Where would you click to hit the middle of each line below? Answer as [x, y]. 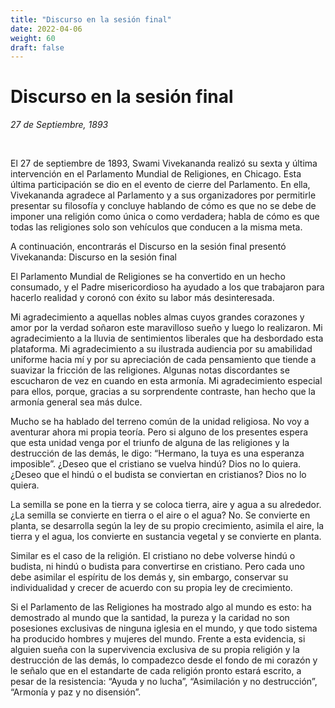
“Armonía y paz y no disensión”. [76, 692]
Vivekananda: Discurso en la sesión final [93, 257]
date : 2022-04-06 [46, 29]
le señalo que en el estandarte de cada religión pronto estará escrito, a [156, 671]
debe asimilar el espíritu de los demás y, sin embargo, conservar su [149, 577]
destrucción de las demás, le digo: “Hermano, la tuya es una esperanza [157, 453]
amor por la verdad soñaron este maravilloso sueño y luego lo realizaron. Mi [166, 328]
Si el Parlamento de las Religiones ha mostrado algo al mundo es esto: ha [161, 607]
